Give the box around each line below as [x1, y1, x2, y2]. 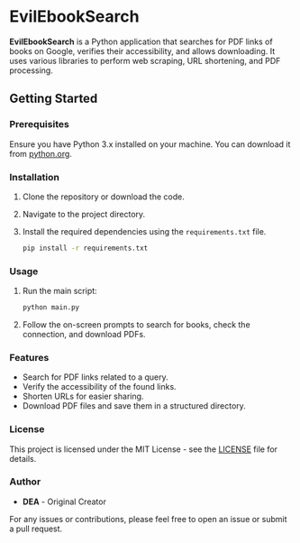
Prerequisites [9, 118, 69, 131]
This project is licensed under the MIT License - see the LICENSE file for [9, 444, 277, 455]
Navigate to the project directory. [22, 208, 146, 219]
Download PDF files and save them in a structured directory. [22, 400, 246, 411]
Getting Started [9, 91, 98, 106]
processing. [9, 65, 54, 76]
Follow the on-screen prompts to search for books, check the [22, 318, 250, 330]
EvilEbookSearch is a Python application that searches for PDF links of [9, 36, 273, 47]
